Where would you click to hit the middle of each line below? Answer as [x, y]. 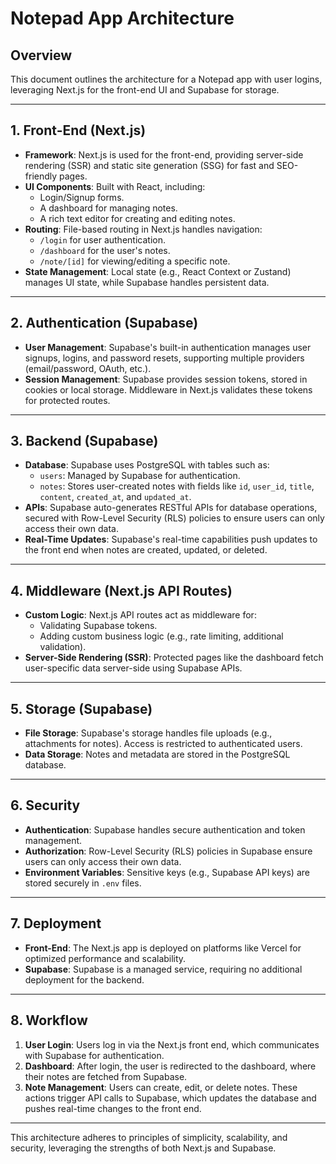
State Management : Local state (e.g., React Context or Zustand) [158, 271]
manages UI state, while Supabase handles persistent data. [147, 282]
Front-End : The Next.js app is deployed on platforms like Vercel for [163, 948]
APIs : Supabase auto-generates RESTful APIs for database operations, [171, 508]
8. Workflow [49, 1020]
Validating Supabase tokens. [98, 626]
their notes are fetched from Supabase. [106, 1076]
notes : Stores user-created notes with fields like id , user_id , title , [177, 486]
